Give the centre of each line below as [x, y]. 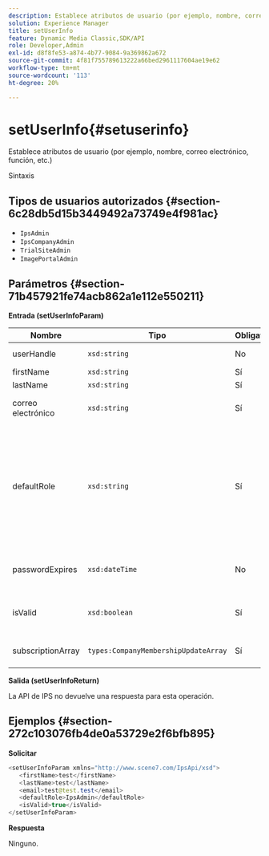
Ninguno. [23, 844]
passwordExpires [45, 570]
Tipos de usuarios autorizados [86, 201]
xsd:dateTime [112, 570]
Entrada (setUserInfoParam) [56, 316]
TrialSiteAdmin [45, 251]
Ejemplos [32, 722]
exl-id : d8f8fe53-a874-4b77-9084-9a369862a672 [87, 53]
